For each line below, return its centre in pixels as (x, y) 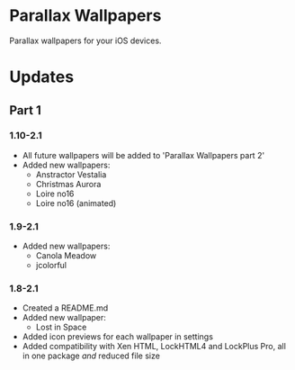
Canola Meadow (66, 256)
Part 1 (26, 110)
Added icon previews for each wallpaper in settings (118, 337)
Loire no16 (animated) (76, 203)
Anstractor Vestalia (71, 174)
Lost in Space (61, 327)
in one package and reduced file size (91, 356)
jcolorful (51, 266)
